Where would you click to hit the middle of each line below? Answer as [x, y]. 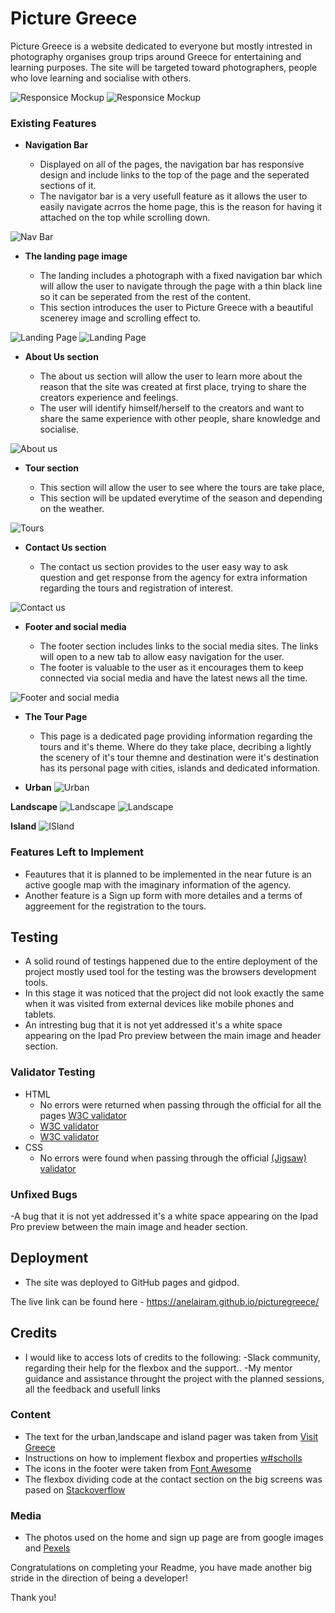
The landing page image [76, 256]
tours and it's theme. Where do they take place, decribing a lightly [175, 747]
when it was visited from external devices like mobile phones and [159, 1004]
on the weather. [72, 509]
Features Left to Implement [77, 852]
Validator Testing [53, 1072]
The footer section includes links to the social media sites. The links [179, 646]
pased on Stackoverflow [75, 1489]
